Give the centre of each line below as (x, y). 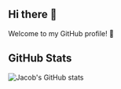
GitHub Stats (40, 59)
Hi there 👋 (33, 15)
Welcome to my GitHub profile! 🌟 (61, 33)
